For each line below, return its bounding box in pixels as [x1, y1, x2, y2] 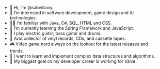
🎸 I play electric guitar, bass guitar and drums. [9, 31, 102, 36]
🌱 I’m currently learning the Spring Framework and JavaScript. [9, 25, 134, 31]
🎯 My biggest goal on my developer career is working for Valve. [9, 58, 137, 64]
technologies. [9, 15, 37, 20]
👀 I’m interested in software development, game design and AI [9, 10, 134, 16]
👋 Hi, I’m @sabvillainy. [9, 5, 54, 10]
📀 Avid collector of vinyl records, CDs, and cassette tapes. [9, 35, 126, 41]
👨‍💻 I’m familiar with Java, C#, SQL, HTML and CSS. [9, 20, 112, 26]
